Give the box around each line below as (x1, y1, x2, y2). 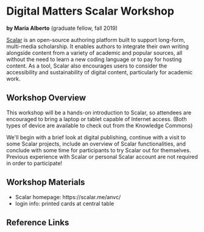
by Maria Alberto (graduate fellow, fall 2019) (6, 24, 118, 32)
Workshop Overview (6, 93, 86, 103)
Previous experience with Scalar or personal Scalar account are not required (6, 153, 198, 160)
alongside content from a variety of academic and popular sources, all (6, 49, 183, 56)
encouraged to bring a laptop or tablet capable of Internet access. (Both (6, 115, 187, 122)
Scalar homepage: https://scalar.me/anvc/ (15, 193, 121, 200)
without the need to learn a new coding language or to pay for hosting (6, 55, 182, 63)
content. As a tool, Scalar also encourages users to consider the (6, 62, 167, 69)
